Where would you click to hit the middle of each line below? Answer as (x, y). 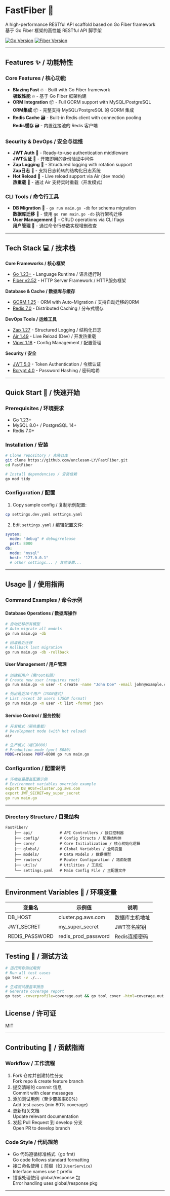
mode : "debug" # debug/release (43, 539)
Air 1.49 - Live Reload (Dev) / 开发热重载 (54, 336)
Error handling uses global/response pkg (55, 1183)
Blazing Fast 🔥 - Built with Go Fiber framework (61, 89)
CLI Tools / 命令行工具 (32, 196)
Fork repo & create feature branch (48, 1081)
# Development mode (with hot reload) (46, 731)
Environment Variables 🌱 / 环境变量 (61, 892)
